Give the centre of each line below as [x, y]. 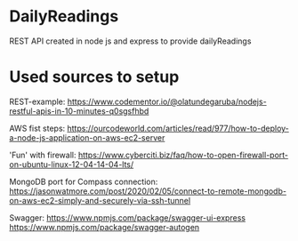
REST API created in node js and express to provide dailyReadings [130, 41]
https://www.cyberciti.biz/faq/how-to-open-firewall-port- [183, 155]
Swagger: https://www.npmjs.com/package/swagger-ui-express [128, 217]
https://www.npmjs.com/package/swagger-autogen [105, 227]
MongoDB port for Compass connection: [84, 181]
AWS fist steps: [37, 128]
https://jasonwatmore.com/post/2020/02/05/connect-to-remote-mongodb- [148, 191]
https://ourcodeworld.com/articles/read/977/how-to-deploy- [178, 128]
